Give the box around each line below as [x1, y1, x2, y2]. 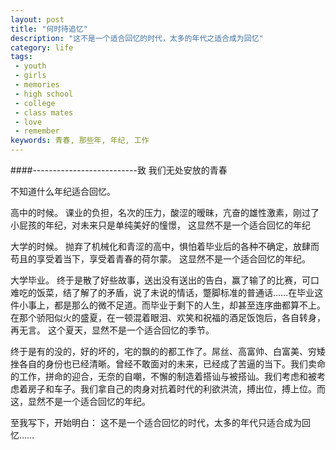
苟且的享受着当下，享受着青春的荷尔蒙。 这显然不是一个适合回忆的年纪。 [10, 253, 311, 265]
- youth [14, 61, 47, 71]
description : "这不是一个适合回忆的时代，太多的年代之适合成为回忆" [10, 33, 264, 43]
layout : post [10, 14, 65, 25]
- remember [14, 126, 60, 136]
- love [14, 117, 43, 127]
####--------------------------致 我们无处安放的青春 [10, 164, 228, 176]
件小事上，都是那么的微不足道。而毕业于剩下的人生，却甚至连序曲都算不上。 [10, 299, 326, 311]
